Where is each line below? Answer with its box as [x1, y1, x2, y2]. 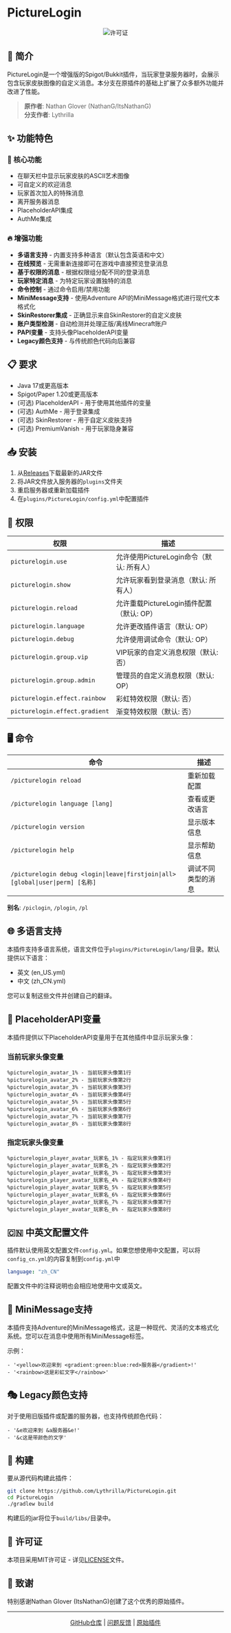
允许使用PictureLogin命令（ [115, 552, 205, 562]
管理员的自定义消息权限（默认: [115, 671, 214, 680]
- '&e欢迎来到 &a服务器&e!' [7, 1427, 80, 1434]
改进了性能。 [7, 87, 43, 96]
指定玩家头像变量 [7, 1137, 64, 1147]
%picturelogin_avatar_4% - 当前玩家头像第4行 [7, 1091, 132, 1098]
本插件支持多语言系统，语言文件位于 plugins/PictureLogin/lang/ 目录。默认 [7, 944, 220, 953]
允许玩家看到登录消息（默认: [115, 576, 208, 585]
